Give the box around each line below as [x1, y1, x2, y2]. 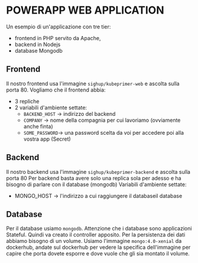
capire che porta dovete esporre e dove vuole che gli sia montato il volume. [6, 250, 190, 257]
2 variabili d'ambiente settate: [14, 104, 87, 111]
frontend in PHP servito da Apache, [14, 34, 102, 41]
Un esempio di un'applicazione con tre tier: [6, 23, 111, 30]
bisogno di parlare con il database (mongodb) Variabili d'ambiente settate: [6, 181, 187, 188]
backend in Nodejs [14, 41, 61, 48]
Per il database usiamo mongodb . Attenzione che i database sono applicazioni [6, 225, 192, 232]
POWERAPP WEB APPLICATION [6, 4, 164, 17]
